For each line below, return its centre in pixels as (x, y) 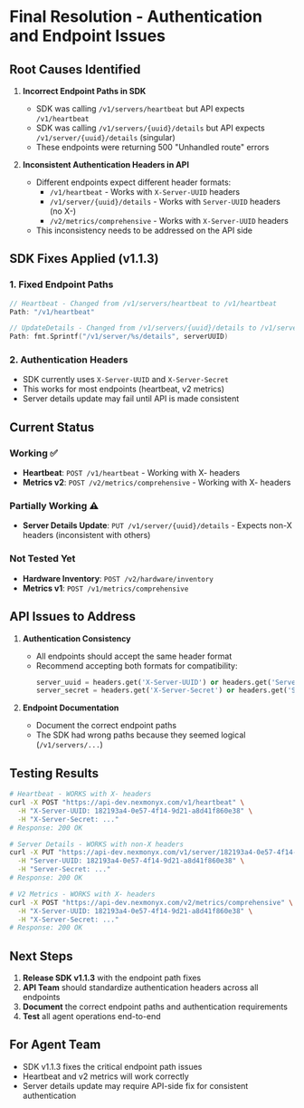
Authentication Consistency (76, 638)
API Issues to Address (72, 617)
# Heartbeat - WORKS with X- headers (81, 795)
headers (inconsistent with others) (86, 535)
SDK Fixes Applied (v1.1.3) (85, 259)
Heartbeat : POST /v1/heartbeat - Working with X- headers (131, 473)
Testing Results (54, 773)
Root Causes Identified (75, 69)
